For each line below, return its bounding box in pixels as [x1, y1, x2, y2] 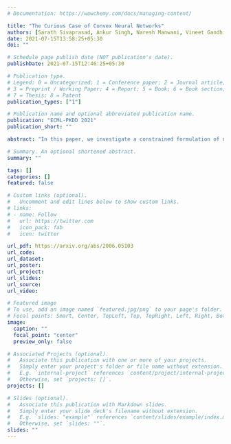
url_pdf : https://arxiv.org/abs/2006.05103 [7, 243, 134, 250]
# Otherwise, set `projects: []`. [7, 376, 112, 383]
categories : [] [7, 173, 51, 180]
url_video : [7, 288, 38, 294]
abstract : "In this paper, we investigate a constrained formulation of [7, 136, 220, 143]
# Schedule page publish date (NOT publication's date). [7, 54, 174, 61]
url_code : [7, 249, 36, 256]
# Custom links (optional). [7, 192, 88, 199]
